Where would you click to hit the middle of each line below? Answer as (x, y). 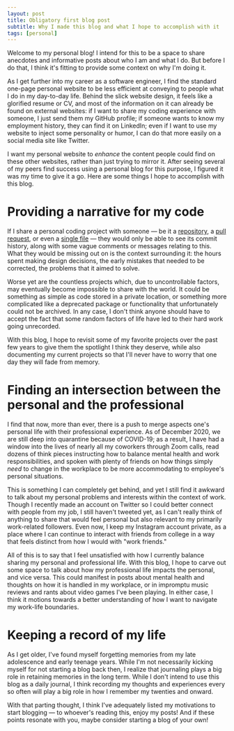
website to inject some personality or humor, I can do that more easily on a (114, 133)
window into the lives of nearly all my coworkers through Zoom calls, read (113, 446)
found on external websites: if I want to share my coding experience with (111, 111)
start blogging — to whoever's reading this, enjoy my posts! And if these (111, 713)
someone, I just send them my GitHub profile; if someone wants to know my (116, 119)
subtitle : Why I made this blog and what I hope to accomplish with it (113, 27)
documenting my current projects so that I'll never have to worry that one (112, 355)
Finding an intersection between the (114, 390)
